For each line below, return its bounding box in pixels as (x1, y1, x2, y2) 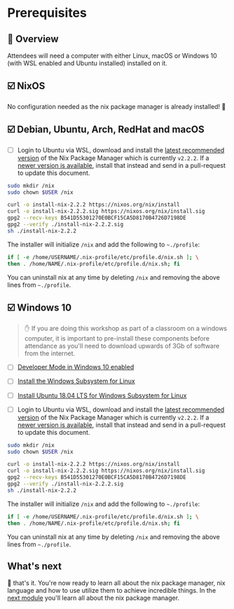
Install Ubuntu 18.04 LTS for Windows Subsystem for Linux (17, 391, 187, 400)
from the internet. (24, 349, 76, 358)
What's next (7, 560, 62, 572)
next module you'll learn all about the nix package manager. (7, 594, 180, 602)
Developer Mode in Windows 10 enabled (17, 363, 135, 372)
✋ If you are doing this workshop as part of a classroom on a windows (24, 325, 228, 333)
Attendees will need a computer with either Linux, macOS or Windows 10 (7, 51, 217, 60)
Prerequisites (7, 5, 88, 21)
